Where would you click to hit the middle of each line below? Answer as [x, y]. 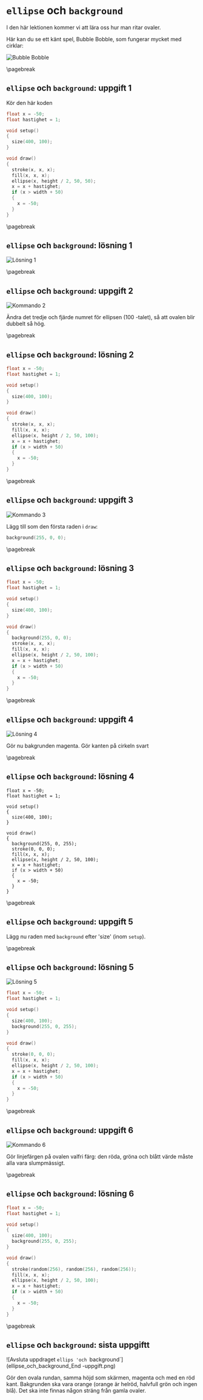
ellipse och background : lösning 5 [70, 968]
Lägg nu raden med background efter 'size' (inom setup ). [76, 936]
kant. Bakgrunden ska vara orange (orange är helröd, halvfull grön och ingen [102, 1384]
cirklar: [15, 46]
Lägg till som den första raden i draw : [52, 526]
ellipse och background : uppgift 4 [70, 719]
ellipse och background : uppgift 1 [69, 88]
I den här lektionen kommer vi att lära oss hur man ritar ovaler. [84, 27]
